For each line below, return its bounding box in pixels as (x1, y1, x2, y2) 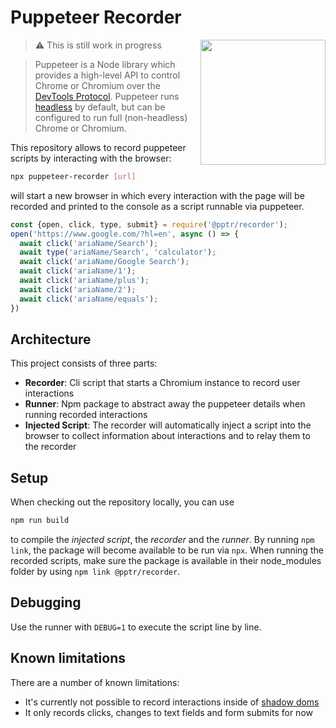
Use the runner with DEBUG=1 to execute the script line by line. (10, 621, 262, 633)
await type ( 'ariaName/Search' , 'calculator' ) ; (19, 247, 217, 258)
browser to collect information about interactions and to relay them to (24, 430, 311, 442)
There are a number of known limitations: (10, 676, 180, 688)
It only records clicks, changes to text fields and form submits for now (24, 706, 313, 718)
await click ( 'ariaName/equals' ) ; (19, 294, 159, 304)
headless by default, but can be (34, 101, 166, 113)
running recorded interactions (24, 409, 148, 421)
